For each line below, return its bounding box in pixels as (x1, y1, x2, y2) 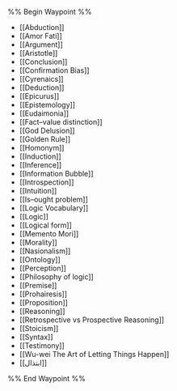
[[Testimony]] (19, 341, 65, 351)
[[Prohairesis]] (19, 289, 68, 299)
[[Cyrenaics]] (19, 74, 64, 83)
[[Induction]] (19, 151, 61, 161)
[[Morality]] (19, 238, 57, 247)
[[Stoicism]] (19, 324, 59, 333)
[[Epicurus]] (19, 91, 60, 100)
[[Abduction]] (19, 23, 65, 32)
